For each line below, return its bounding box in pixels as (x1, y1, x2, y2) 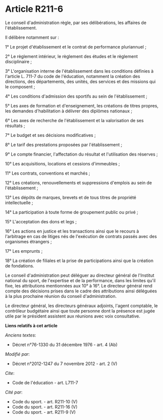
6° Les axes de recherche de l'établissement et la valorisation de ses (5, 117, 144, 123)
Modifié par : (5, 351, 30, 357)
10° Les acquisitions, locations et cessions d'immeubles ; (5, 160, 120, 166)
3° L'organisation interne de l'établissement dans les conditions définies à (5, 68, 154, 74)
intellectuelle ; (5, 200, 33, 206)
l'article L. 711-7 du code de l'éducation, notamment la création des (5, 73, 140, 79)
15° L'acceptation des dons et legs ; (5, 218, 77, 224)
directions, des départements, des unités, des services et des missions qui (5, 79, 156, 84)
